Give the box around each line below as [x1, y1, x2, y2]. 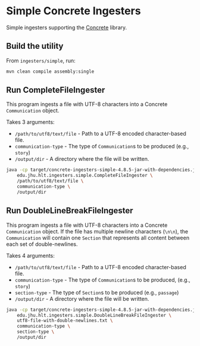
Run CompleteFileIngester [6, 85, 105, 95]
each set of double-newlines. [6, 240, 79, 248]
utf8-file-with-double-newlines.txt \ [17, 317, 113, 324]
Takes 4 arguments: [6, 252, 55, 259]
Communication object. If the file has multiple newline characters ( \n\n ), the [6, 227, 189, 235]
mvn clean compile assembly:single [6, 68, 95, 74]
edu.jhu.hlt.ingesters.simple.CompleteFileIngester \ [17, 173, 153, 179]
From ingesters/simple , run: [6, 57, 76, 64]
